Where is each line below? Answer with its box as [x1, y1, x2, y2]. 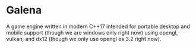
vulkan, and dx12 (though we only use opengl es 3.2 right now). [6, 35, 162, 42]
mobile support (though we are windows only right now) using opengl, [6, 29, 178, 36]
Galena [6, 4, 42, 17]
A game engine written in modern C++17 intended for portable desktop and [6, 23, 190, 30]
